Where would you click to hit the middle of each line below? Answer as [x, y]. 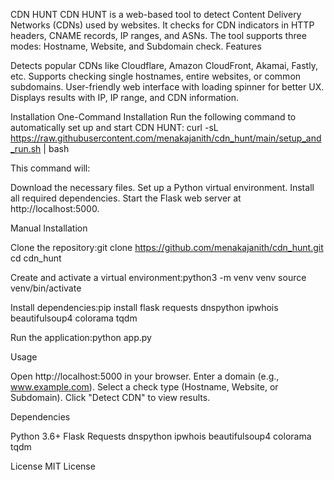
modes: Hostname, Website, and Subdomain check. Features [136, 46]
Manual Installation [49, 228]
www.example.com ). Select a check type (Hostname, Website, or [144, 387]
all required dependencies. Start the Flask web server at [126, 198]
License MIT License [53, 466]
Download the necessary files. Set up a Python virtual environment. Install [162, 187]
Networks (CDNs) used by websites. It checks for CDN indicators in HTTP [162, 25]
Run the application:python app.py [81, 337]
